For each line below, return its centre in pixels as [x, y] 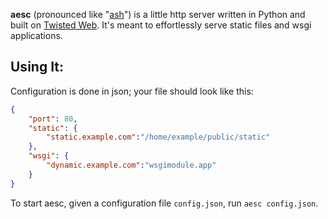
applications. [36, 35]
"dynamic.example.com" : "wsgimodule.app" [131, 165]
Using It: [37, 67]
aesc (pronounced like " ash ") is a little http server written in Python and [158, 14]
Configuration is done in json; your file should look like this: [132, 91]
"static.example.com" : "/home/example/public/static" [158, 137]
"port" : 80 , [53, 119]
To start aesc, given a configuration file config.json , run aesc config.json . [164, 203]
